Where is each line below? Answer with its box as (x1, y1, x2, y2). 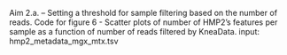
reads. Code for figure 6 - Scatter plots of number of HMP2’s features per (9, 17, 278, 27)
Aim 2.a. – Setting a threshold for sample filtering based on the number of (9, 8, 277, 18)
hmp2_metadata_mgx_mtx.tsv (9, 35, 119, 46)
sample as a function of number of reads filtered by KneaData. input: (9, 27, 260, 36)
